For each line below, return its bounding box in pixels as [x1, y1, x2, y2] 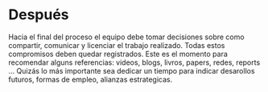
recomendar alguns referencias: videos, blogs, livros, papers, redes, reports [8, 58, 261, 67]
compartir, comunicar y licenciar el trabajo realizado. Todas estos [8, 40, 225, 50]
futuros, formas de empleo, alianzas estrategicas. [8, 74, 173, 84]
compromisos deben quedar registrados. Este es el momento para [8, 49, 228, 58]
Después [8, 6, 70, 24]
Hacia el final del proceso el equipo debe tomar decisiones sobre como [8, 32, 245, 42]
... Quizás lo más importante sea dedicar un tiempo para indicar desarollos [8, 66, 255, 75]
